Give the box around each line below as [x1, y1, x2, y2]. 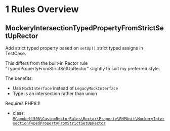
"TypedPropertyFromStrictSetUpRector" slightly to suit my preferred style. [5, 66, 160, 71]
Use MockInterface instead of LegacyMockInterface [12, 85, 118, 91]
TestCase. [5, 51, 26, 56]
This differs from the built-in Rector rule [5, 60, 88, 66]
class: [12, 110, 25, 116]
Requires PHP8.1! [5, 100, 40, 106]
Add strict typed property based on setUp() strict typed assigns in [5, 45, 143, 51]
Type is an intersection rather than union [12, 91, 97, 97]
